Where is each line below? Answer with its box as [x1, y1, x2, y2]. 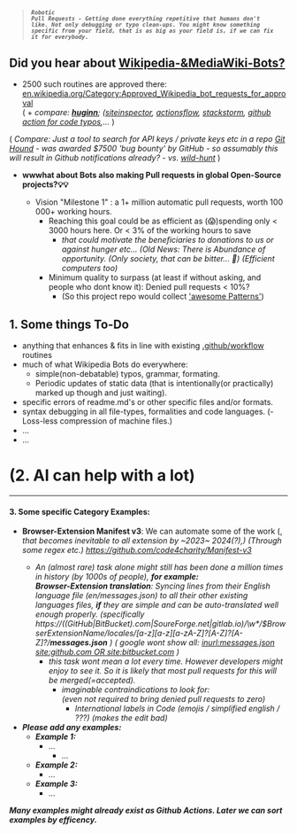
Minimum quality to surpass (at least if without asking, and [48, 272, 262, 283]
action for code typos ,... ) [21, 117, 115, 128]
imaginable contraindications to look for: [61, 684, 210, 695]
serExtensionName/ [34, 627, 108, 639]
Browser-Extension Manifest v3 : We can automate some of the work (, [21, 526, 283, 537]
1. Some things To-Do [9, 316, 130, 331]
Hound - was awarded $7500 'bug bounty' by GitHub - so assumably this [9, 144, 278, 154]
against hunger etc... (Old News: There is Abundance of [61, 244, 266, 254]
